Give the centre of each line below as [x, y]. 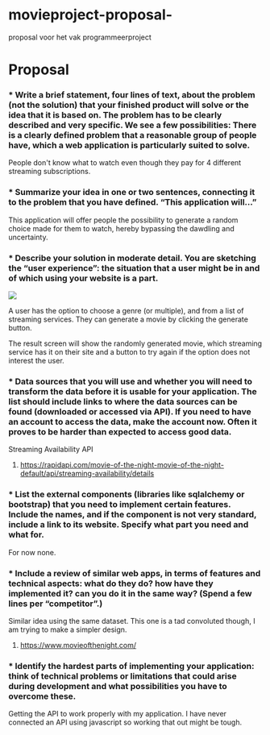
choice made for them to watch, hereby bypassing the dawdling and [122, 228]
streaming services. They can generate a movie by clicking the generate [128, 319]
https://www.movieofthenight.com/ [78, 645]
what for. [26, 535]
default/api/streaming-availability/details [87, 474]
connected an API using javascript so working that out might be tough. [125, 722]
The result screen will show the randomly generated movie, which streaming [135, 343]
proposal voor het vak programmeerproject [80, 37]
